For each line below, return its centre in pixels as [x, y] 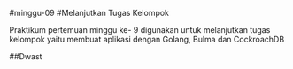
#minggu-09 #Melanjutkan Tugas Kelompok [89, 13]
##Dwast [26, 56]
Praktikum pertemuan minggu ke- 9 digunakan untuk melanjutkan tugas [140, 30]
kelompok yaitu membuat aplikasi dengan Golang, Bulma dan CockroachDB [147, 39]
